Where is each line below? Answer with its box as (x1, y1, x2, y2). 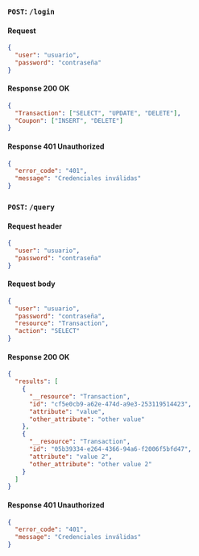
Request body (7, 279, 56, 289)
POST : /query (7, 200, 56, 212)
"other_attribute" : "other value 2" (28, 460, 152, 468)
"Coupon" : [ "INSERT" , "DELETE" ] (15, 116, 124, 124)
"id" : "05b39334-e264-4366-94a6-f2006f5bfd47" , (28, 445, 193, 453)
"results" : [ (15, 377, 59, 385)
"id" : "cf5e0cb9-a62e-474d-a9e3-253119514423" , (28, 400, 193, 408)
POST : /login (7, 6, 56, 17)
